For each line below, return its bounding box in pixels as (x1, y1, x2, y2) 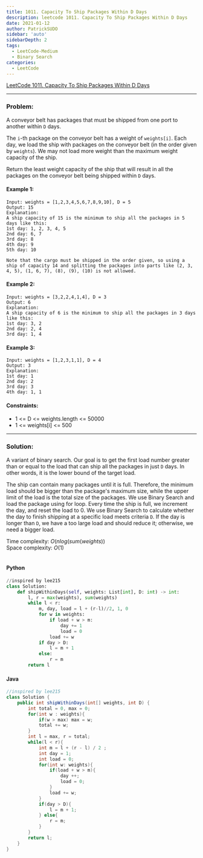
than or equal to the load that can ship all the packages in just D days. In (6, 462, 185, 470)
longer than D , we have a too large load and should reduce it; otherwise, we (6, 519, 193, 526)
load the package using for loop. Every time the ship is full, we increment (6, 500, 188, 507)
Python (6, 564, 25, 572)
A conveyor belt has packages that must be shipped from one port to (6, 116, 178, 123)
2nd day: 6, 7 (6, 231, 42, 237)
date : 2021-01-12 (6, 20, 50, 26)
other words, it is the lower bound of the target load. (6, 469, 136, 476)
